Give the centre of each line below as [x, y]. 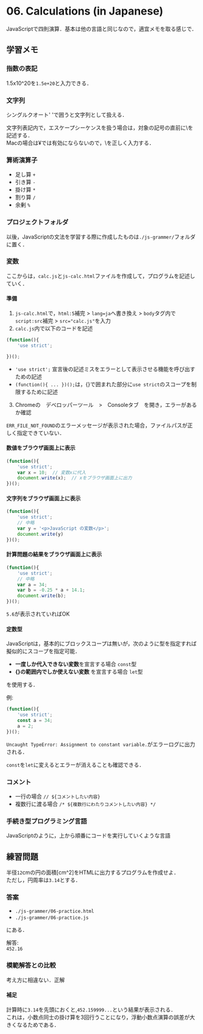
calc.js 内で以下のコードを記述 [54, 328]
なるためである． [38, 1025]
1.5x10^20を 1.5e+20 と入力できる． [49, 83]
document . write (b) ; [42, 596]
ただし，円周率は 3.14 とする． [44, 880]
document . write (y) [40, 534]
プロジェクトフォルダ [37, 222]
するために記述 [39, 392]
